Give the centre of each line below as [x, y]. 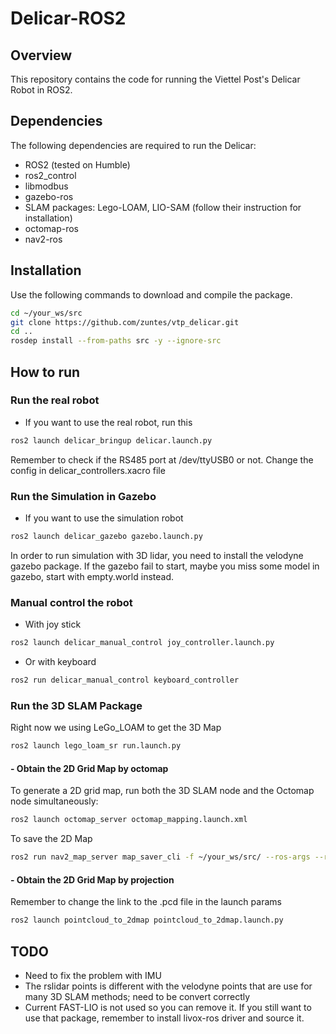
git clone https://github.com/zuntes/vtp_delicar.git [125, 322]
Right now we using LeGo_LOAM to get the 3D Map [116, 728]
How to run [45, 372]
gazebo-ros [49, 196]
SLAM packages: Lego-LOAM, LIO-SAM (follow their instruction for [163, 207]
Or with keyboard [60, 662]
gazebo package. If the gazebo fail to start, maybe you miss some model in [165, 566]
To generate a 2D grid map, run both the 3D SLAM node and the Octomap [162, 791]
